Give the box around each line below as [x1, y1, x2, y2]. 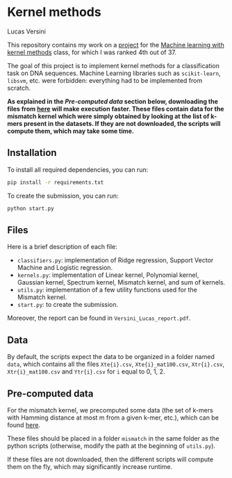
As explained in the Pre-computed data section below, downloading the [7, 97, 219, 105]
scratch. [7, 83, 31, 92]
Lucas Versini [7, 27, 47, 35]
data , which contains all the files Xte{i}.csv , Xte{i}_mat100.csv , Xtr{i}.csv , [7, 360, 225, 369]
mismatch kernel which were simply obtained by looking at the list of [7, 112, 210, 120]
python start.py [7, 205, 54, 212]
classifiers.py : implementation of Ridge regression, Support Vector [17, 256, 214, 264]
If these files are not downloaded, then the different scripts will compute [7, 455, 214, 463]
